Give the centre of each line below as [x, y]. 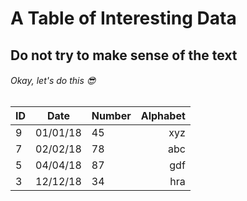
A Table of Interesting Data [123, 18]
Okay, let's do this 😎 [53, 81]
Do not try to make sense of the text [124, 55]
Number [111, 115]
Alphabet [163, 115]
